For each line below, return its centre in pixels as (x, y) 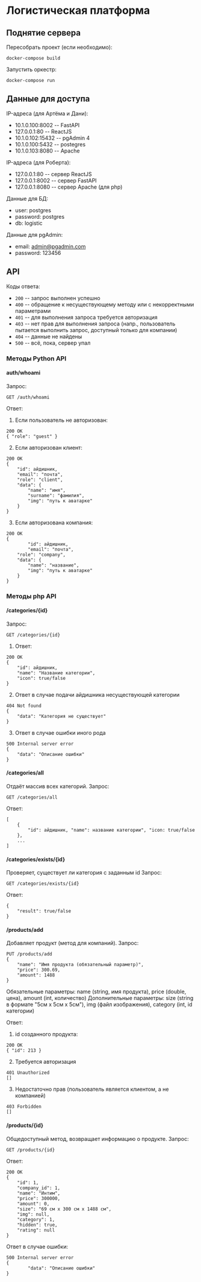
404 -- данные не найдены (48, 336)
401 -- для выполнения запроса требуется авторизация (86, 317)
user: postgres (33, 210)
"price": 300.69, (39, 970)
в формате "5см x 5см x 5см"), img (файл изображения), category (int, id (99, 1005)
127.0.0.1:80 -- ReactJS (43, 131)
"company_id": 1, (39, 1188)
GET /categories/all (32, 797)
